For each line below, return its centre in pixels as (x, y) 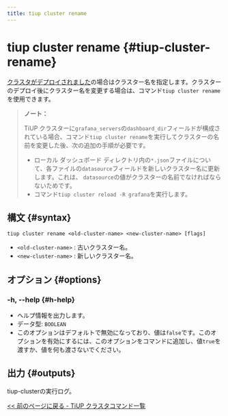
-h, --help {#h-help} (41, 299)
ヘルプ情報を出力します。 (53, 315)
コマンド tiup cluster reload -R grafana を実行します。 (112, 194)
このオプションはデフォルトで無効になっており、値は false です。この (114, 332)
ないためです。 (55, 185)
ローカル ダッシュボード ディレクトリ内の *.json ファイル (113, 160)
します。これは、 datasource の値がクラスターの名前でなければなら (128, 177)
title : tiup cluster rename (47, 13)
